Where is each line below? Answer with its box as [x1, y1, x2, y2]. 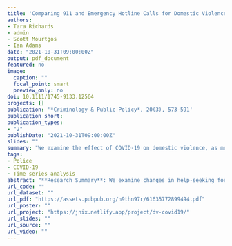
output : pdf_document [7, 55, 70, 62]
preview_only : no [13, 87, 64, 94]
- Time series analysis [7, 170, 76, 177]
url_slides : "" [7, 215, 51, 222]
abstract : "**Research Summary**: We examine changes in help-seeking [7, 176, 215, 183]
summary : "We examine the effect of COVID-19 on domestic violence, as [7, 145, 217, 152]
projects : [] [7, 100, 45, 107]
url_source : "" [7, 221, 51, 228]
